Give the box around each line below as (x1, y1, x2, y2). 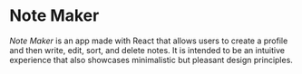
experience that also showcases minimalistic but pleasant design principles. (9, 54, 293, 65)
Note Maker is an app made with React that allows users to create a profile (9, 35, 288, 46)
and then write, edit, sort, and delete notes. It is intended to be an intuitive (9, 44, 286, 55)
